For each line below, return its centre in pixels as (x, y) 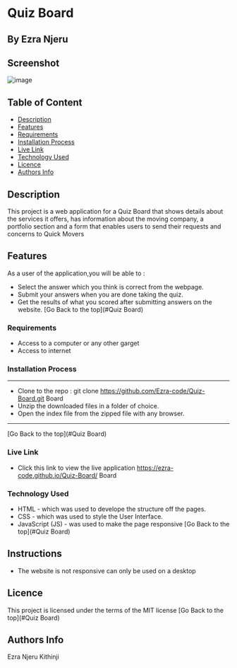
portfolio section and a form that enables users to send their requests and (114, 226)
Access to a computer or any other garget (78, 343)
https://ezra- (155, 468)
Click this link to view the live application (76, 468)
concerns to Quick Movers (46, 234)
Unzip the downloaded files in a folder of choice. (88, 406)
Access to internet (44, 351)
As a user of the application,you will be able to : (76, 273)
